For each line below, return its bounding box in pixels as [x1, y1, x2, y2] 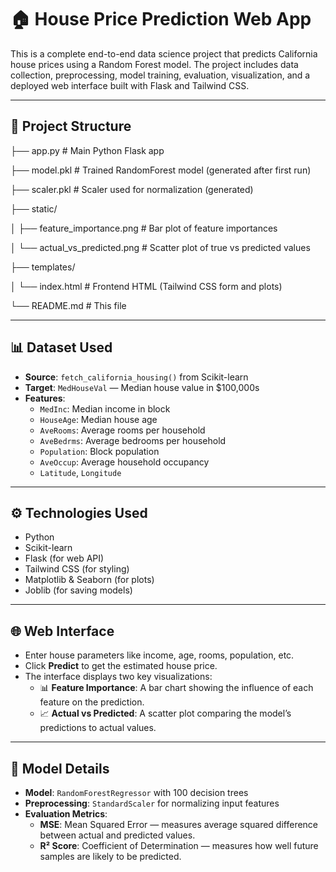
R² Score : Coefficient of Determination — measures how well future [39, 840, 319, 851]
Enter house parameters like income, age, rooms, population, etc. [24, 649, 295, 661]
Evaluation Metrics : [24, 808, 108, 820]
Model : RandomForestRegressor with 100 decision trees [24, 787, 249, 798]
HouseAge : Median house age [39, 413, 158, 425]
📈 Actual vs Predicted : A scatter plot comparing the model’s [39, 707, 292, 720]
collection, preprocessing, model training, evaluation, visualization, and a [10, 69, 311, 81]
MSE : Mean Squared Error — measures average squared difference [39, 819, 319, 830]
